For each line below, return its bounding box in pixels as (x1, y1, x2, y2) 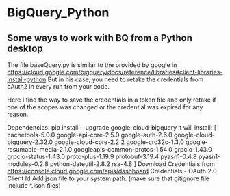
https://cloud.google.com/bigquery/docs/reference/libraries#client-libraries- (7, 68, 223, 76)
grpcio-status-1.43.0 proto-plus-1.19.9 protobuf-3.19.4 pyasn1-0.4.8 (7, 152, 197, 160)
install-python (7, 75, 47, 83)
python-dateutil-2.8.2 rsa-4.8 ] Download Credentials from (50, 160, 216, 168)
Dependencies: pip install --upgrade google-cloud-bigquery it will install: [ (7, 124, 217, 131)
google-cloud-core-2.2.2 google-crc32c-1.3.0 (54, 138, 185, 146)
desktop (7, 42, 43, 54)
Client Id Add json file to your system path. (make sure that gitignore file (7, 174, 210, 182)
